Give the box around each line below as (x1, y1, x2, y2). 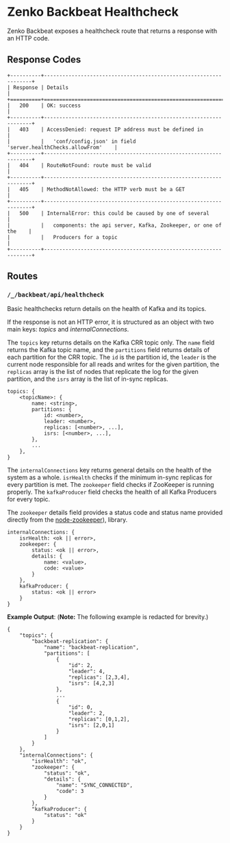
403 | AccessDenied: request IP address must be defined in (19, 126, 204, 133)
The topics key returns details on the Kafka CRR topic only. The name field (7, 338, 215, 347)
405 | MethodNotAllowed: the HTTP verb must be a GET (19, 186, 186, 192)
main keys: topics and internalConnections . (7, 325, 129, 334)
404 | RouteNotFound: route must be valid (19, 162, 152, 168)
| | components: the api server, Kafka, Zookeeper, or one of (7, 222, 222, 229)
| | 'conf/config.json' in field (7, 138, 136, 144)
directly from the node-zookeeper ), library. (7, 516, 128, 524)
